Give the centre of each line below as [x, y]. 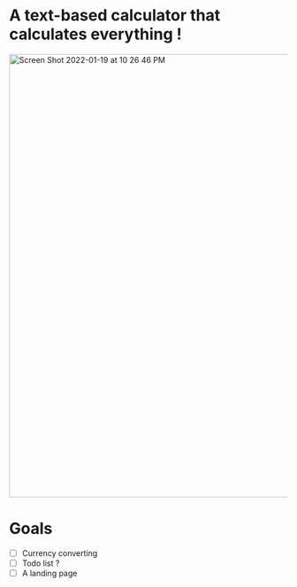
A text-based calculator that [115, 16]
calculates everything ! [96, 34]
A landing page [49, 573]
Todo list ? [41, 563]
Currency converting [60, 553]
